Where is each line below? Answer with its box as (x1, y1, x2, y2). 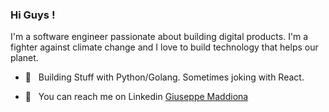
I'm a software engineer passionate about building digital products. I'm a (10, 31, 309, 43)
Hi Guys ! (10, 8, 56, 22)
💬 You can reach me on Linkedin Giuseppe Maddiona (24, 91, 249, 103)
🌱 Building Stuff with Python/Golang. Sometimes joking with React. (24, 71, 305, 83)
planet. (10, 52, 39, 64)
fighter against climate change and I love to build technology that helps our (10, 41, 319, 53)
